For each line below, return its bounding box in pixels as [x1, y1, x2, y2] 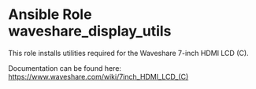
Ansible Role [8, 6, 92, 24]
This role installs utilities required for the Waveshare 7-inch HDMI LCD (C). [8, 48, 250, 57]
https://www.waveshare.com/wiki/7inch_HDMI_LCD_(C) [8, 72, 189, 81]
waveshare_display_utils [8, 22, 172, 40]
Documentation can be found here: [8, 63, 122, 72]
